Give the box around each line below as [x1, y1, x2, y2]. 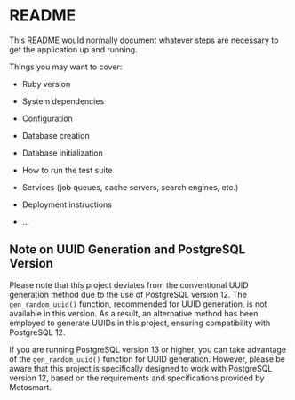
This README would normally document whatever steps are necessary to [9, 35, 279, 45]
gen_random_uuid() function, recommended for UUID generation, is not [9, 299, 267, 309]
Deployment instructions [21, 199, 113, 210]
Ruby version [21, 78, 71, 89]
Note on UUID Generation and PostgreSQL [9, 242, 246, 258]
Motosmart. [9, 381, 52, 392]
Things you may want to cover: [9, 61, 123, 72]
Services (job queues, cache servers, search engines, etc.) [21, 181, 239, 192]
